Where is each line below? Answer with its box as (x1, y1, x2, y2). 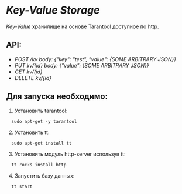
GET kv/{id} (14, 68, 43, 75)
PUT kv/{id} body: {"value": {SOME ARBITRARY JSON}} (14, 62, 149, 69)
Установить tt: (14, 129, 50, 136)
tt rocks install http (11, 162, 67, 168)
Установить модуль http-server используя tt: (14, 150, 126, 158)
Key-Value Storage (6, 4, 100, 17)
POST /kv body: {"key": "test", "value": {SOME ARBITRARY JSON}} (14, 55, 177, 62)
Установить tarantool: (14, 107, 68, 114)
